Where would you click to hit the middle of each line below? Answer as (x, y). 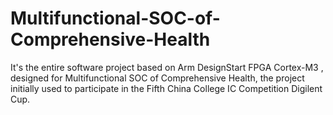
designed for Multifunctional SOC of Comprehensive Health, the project (157, 78)
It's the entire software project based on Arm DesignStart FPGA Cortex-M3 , (167, 67)
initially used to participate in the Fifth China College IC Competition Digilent (166, 88)
